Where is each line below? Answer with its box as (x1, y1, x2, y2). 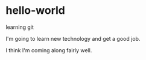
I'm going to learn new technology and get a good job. (5, 35, 141, 42)
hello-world (5, 4, 66, 17)
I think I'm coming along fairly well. (5, 46, 92, 54)
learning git (5, 23, 34, 31)
